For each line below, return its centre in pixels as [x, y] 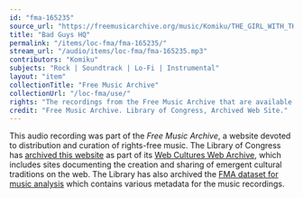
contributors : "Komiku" [54, 60]
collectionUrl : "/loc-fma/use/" [70, 93]
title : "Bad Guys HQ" [50, 34]
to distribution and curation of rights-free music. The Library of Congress [145, 146]
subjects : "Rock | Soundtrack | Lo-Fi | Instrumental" [115, 69]
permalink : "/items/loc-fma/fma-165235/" [88, 43]
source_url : [32, 26]
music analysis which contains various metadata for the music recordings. [147, 184]
